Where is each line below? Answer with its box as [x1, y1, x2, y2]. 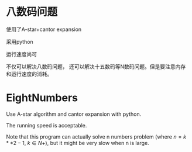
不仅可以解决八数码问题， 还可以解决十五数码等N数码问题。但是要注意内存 [6, 63, 186, 70]
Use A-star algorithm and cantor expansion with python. [6, 110, 142, 118]
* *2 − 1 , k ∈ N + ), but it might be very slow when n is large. [6, 139, 149, 146]
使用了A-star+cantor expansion [6, 26, 82, 33]
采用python [6, 38, 33, 45]
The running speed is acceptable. [6, 122, 87, 129]
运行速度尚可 [6, 50, 37, 57]
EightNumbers [6, 91, 78, 105]
